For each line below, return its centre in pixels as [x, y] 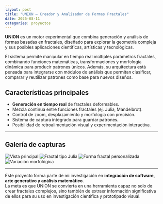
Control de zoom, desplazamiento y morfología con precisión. [74, 115]
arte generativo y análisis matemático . [44, 181]
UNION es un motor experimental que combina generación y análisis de [77, 37]
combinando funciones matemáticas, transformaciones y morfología [73, 62]
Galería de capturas [35, 144]
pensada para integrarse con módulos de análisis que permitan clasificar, [78, 72]
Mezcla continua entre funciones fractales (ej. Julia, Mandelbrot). [77, 109]
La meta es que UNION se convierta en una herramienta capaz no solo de [79, 186]
